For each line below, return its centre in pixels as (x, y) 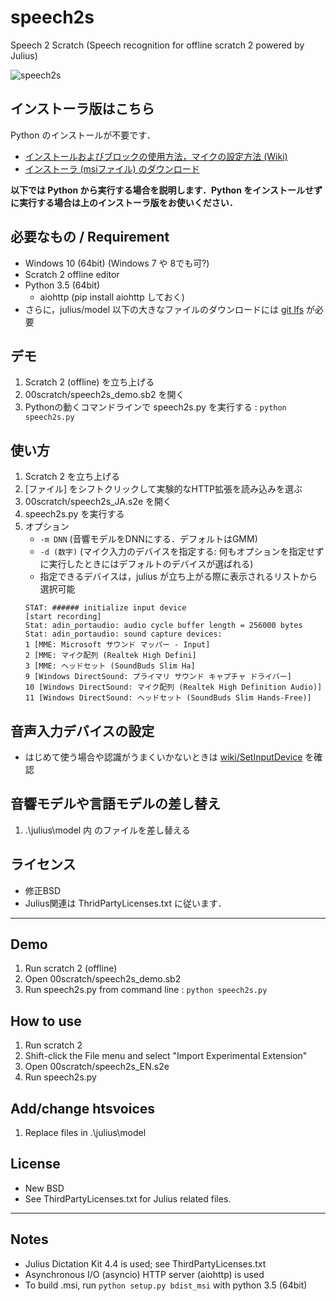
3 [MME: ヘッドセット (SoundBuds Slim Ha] (110, 666)
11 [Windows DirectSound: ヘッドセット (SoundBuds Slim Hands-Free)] (168, 698)
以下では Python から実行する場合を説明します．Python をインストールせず (166, 190)
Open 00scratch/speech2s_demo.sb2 (103, 979)
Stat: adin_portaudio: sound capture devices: (123, 634)
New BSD (44, 1188)
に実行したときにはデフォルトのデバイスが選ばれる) (146, 564)
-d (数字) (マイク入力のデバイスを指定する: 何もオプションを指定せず (182, 552)
